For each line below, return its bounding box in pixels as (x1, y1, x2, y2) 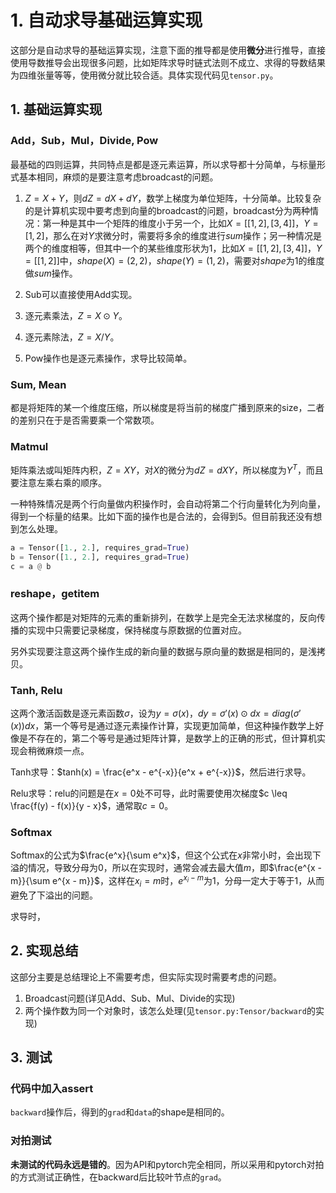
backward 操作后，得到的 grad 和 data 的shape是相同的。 (10, 1106, 230, 1118)
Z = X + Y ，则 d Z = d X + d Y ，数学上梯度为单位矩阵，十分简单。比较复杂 (24, 192, 322, 204)
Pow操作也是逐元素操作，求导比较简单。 (24, 352, 193, 364)
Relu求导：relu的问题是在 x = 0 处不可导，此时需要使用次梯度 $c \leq (10, 787, 288, 800)
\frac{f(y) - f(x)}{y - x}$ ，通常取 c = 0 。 (10, 800, 174, 812)
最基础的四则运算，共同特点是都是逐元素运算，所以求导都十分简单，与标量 (10, 158, 317, 170)
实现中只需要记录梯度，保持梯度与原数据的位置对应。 (27, 624, 247, 636)
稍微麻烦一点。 (27, 745, 90, 757)
